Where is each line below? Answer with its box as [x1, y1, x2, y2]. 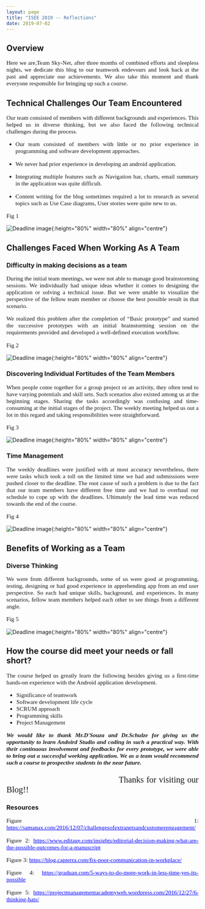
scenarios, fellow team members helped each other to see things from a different [6, 596, 199, 604]
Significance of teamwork [16, 692, 77, 699]
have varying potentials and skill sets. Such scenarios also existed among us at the [6, 390, 199, 398]
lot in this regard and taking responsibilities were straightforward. [6, 411, 160, 418]
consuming [6, 404, 32, 411]
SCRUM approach [16, 705, 60, 712]
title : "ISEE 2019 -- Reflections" [6, 15, 97, 21]
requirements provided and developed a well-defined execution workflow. [6, 329, 180, 336]
